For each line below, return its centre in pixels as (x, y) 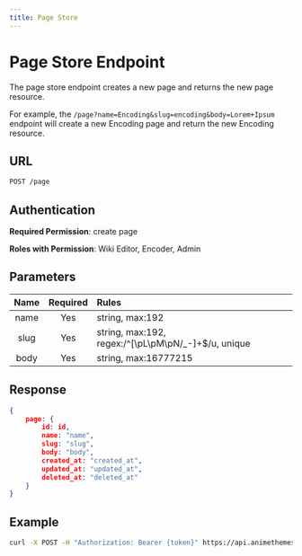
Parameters (43, 277)
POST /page (30, 182)
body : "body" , (68, 453)
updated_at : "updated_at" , (92, 469)
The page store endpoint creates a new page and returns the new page (142, 87)
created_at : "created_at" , (92, 460)
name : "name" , (68, 436)
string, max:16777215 (145, 357)
